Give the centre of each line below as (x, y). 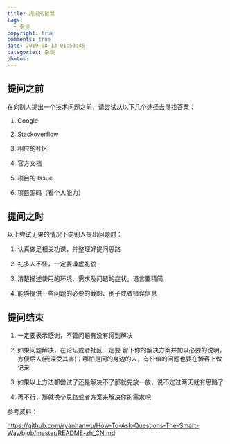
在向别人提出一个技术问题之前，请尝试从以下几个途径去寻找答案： (101, 106)
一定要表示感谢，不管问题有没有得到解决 (75, 335)
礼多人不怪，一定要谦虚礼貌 (57, 264)
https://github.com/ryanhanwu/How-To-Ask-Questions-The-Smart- (103, 426)
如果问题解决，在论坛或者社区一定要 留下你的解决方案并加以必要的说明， (121, 350)
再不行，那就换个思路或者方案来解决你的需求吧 (84, 397)
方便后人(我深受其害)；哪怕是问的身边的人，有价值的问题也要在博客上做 (120, 359)
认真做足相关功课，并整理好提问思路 (69, 249)
